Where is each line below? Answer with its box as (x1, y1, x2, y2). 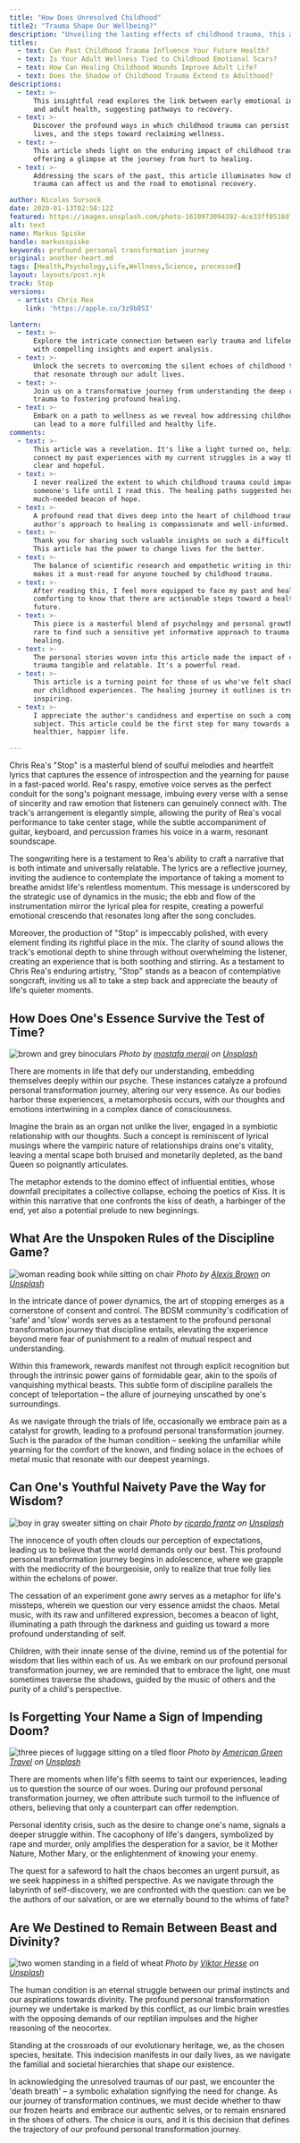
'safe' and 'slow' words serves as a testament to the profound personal (9, 1314, 271, 1325)
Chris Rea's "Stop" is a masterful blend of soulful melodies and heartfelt (9, 760, 274, 770)
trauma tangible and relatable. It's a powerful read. (32, 661, 242, 670)
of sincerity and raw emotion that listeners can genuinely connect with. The (9, 798, 287, 809)
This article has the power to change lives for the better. (32, 545, 266, 554)
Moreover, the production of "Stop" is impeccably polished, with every (9, 928, 269, 939)
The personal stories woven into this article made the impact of (32, 652, 286, 662)
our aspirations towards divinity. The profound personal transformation (9, 1994, 270, 2005)
